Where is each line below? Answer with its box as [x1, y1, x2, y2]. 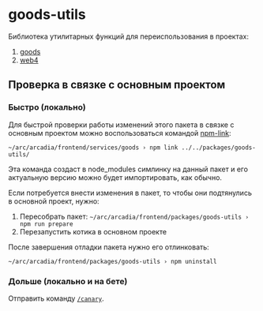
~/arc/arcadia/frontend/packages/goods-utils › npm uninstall [8, 257, 217, 265]
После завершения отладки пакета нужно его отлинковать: [8, 242, 209, 252]
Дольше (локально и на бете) [8, 275, 128, 287]
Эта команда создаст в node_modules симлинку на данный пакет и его [8, 164, 249, 174]
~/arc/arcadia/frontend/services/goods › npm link [8, 144, 178, 152]
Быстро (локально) [8, 102, 86, 113]
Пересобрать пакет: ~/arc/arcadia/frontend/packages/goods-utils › [19, 212, 250, 221]
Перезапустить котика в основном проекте [19, 227, 167, 236]
